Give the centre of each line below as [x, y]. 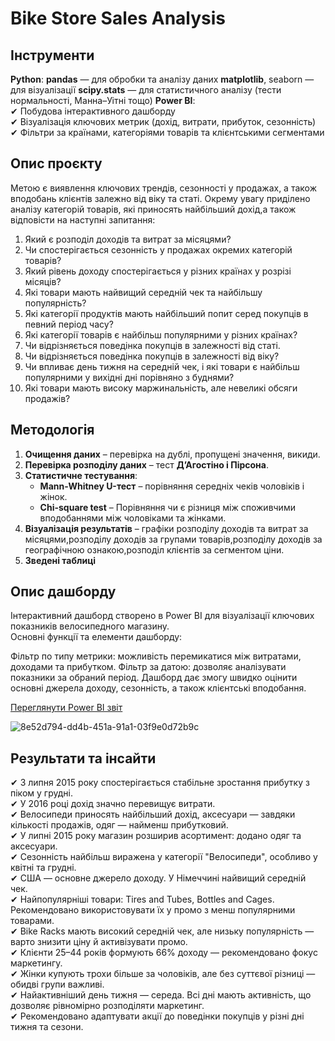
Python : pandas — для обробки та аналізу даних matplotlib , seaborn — [162, 79]
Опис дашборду [63, 592]
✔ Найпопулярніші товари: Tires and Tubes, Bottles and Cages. [142, 899]
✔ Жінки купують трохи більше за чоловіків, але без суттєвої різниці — [163, 974]
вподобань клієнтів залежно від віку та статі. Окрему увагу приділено [160, 198]
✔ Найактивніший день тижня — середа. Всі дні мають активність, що [161, 995]
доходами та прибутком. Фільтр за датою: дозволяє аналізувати [148, 667]
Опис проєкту [56, 163]
